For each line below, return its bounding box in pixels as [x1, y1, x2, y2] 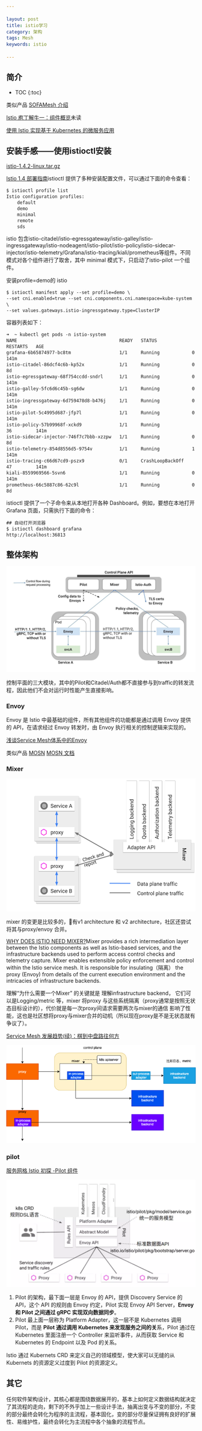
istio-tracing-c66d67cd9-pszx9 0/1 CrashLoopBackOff [6, 458, 185, 464]
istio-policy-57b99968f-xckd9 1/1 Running [6, 422, 161, 428]
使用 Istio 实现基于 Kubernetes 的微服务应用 [6, 126, 115, 134]
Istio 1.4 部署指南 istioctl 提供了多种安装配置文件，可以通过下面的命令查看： [6, 174, 192, 182]
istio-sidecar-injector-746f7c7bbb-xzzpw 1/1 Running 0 [6, 434, 195, 440]
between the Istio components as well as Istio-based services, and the [6, 944, 182, 952]
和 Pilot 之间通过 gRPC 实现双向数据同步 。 [14, 1309, 120, 1316]
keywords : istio [6, 42, 47, 48]
